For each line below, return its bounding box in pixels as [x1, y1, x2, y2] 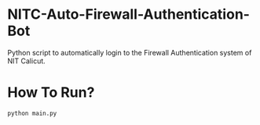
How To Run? [7, 84, 95, 102]
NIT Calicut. [7, 56, 46, 66]
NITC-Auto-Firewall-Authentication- [7, 5, 251, 23]
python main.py [7, 109, 57, 117]
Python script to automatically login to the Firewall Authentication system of [7, 48, 252, 57]
